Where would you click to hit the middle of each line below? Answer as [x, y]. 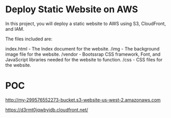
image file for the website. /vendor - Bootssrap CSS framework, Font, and [83, 54]
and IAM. [15, 29]
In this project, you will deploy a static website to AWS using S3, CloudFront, [86, 23]
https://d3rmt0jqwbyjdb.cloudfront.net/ [47, 110]
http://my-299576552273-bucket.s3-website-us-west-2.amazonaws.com [83, 100]
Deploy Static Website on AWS [72, 9]
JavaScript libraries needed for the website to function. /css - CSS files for [84, 59]
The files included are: [29, 39]
